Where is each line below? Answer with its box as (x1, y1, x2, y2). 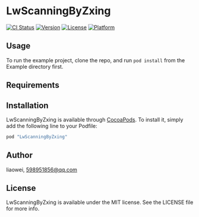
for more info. (6, 205, 40, 212)
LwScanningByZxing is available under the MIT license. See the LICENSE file (6, 199, 194, 206)
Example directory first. (6, 63, 64, 70)
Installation (6, 100, 49, 110)
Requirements (6, 80, 59, 90)
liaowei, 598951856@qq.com (6, 166, 77, 173)
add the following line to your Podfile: (6, 122, 98, 129)
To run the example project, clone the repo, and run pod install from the (6, 56, 185, 63)
